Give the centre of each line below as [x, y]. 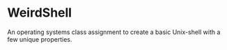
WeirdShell [39, 13]
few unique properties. [40, 39]
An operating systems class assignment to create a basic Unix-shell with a [114, 32]
